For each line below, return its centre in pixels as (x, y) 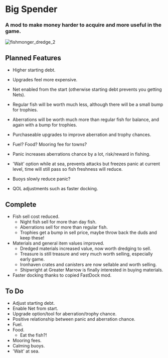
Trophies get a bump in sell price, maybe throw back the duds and (88, 232)
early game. (32, 259)
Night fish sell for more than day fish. (58, 222)
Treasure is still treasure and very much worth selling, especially (86, 254)
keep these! (32, 238)
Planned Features (33, 58)
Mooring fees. (27, 340)
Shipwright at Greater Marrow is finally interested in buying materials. (92, 270)
